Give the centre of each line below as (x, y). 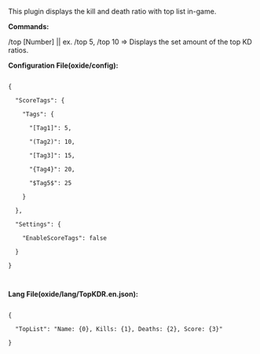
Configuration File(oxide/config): (63, 65)
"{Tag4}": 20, (52, 169)
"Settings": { (38, 224)
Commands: (29, 26)
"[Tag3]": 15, (52, 156)
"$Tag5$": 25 (50, 183)
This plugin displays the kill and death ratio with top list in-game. (112, 11)
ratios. (18, 50)
